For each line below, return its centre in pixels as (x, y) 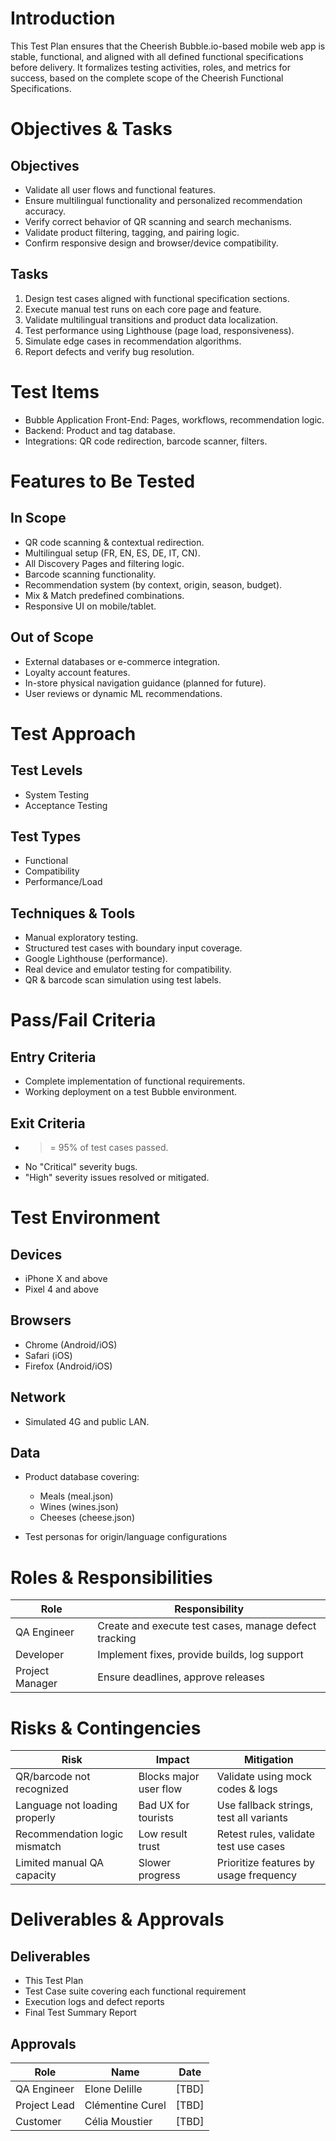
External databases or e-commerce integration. (122, 661)
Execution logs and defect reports (94, 2002)
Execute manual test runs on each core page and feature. (143, 309)
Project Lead (45, 2105)
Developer (40, 1655)
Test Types (46, 836)
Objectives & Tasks (91, 129)
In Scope (38, 518)
